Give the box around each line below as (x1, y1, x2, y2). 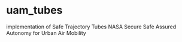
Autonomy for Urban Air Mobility (6, 29, 87, 36)
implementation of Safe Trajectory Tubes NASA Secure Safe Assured (6, 23, 177, 30)
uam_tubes (6, 4, 63, 17)
